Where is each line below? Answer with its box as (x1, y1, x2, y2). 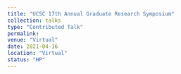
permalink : (7, 30, 39, 37)
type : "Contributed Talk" (7, 23, 83, 30)
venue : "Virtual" (7, 37, 58, 44)
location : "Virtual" (7, 50, 68, 57)
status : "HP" (7, 56, 46, 63)
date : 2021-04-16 (7, 43, 58, 50)
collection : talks (7, 17, 61, 24)
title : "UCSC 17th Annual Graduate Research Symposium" (7, 10, 175, 18)
